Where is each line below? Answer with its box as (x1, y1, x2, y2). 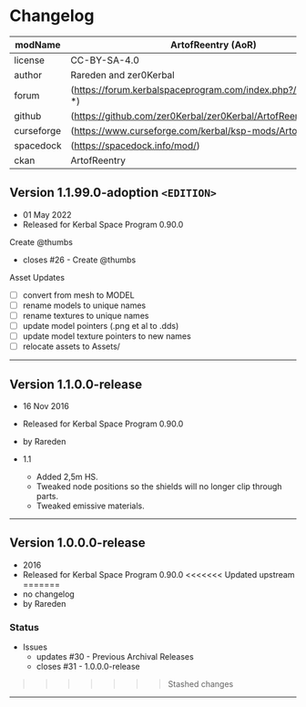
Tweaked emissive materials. (36, 500, 146, 511)
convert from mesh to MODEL (22, 289, 135, 301)
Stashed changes (168, 679, 234, 690)
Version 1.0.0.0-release (9, 535, 146, 551)
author (14, 68, 43, 81)
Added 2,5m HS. (36, 471, 98, 482)
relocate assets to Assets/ (22, 341, 121, 352)
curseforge (14, 124, 62, 137)
